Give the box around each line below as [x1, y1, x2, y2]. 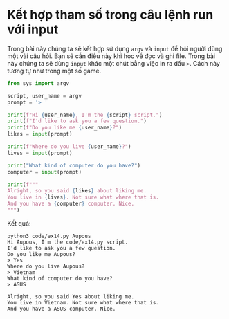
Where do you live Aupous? [7, 263, 85, 270]
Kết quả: [7, 219, 31, 228]
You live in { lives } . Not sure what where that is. [7, 194, 159, 201]
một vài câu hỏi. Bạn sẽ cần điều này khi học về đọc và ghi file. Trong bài [7, 52, 216, 60]
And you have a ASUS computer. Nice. [7, 305, 116, 312]
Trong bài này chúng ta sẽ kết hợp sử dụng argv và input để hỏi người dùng [7, 44, 223, 53]
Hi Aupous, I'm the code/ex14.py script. [7, 239, 129, 246]
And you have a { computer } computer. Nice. [7, 201, 135, 208]
